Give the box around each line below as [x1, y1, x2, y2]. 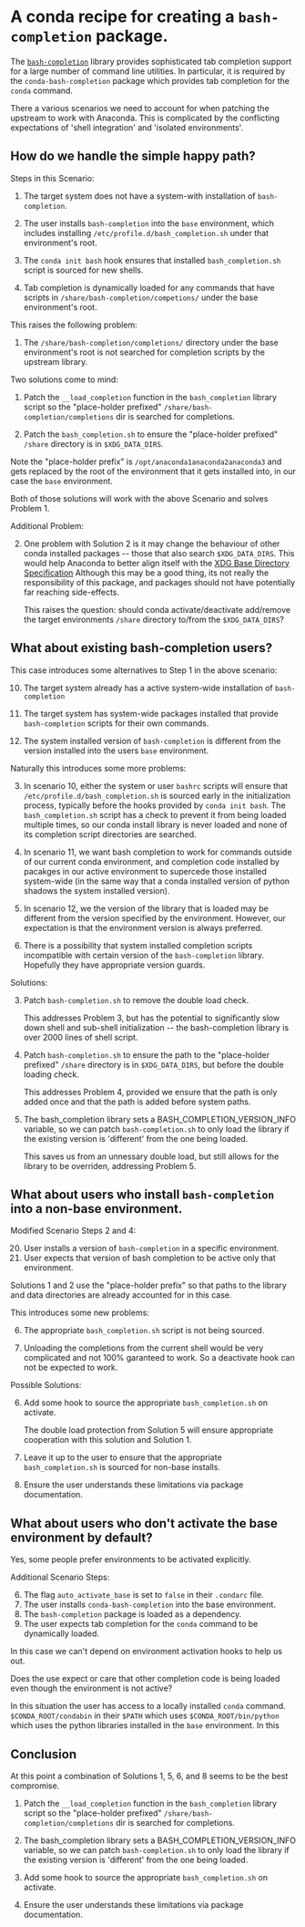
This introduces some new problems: [10, 1307, 149, 1319]
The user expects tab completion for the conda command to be [23, 1619, 259, 1630]
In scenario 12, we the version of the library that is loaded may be [23, 903, 269, 914]
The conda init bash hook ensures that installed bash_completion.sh [23, 254, 281, 265]
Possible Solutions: [10, 1380, 82, 1391]
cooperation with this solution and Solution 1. [23, 1435, 192, 1445]
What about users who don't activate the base [10, 1516, 279, 1531]
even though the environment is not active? [10, 1683, 173, 1694]
